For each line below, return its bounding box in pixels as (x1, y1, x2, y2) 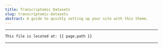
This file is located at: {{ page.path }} (5, 34, 92, 39)
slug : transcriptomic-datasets (5, 12, 68, 16)
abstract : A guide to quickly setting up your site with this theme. (5, 16, 149, 21)
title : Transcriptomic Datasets (5, 7, 70, 12)
